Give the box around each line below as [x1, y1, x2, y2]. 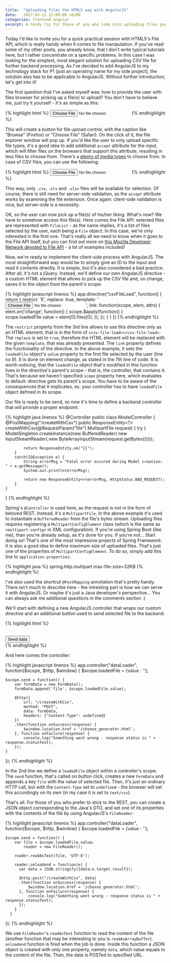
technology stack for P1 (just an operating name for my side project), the [5, 68, 157, 75]
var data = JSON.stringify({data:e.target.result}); [18, 866, 133, 872]
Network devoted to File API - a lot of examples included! [5, 244, 125, 250]
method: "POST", [23, 704, 58, 710]
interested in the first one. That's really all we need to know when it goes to [5, 233, 163, 239]
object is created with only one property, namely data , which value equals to [5, 947, 165, 953]
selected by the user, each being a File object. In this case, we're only [5, 228, 153, 234]
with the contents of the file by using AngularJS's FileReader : [5, 810, 134, 816]
